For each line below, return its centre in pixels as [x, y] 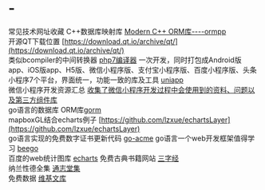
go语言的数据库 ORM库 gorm [55, 109]
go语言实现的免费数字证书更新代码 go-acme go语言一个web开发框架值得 [128, 138]
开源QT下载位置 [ [37, 41]
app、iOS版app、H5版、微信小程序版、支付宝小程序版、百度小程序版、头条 [132, 69]
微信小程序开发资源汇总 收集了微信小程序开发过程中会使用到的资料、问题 [128, 89]
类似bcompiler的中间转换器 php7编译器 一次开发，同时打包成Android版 [125, 60]
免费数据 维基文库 [37, 178]
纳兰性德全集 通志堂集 [44, 168]
